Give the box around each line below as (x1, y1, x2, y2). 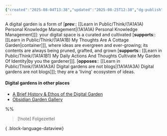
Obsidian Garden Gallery (12, 96, 63, 102)
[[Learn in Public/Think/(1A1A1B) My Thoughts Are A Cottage (5, 37, 129, 43)
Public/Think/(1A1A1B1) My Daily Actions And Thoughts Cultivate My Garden (5, 53, 161, 59)
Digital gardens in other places (5, 80, 70, 86)
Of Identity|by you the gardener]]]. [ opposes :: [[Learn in (5, 58, 121, 64)
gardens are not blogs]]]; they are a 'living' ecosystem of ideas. (5, 68, 135, 75)
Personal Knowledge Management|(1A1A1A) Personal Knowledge (5, 26, 138, 32)
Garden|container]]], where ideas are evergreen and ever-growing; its (5, 42, 148, 48)
